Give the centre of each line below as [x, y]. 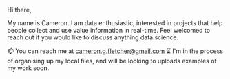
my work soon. [28, 68]
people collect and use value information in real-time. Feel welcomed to [109, 30]
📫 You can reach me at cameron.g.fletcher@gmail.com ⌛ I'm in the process [115, 51]
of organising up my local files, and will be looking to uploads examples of [112, 61]
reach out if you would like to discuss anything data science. [93, 37]
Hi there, [19, 10]
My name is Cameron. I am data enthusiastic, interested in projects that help [115, 23]
